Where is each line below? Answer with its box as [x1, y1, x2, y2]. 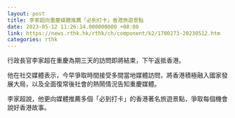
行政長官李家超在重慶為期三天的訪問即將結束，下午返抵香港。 [7, 57, 185, 65]
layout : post [7, 10, 45, 17]
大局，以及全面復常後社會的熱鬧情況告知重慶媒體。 [13, 80, 161, 88]
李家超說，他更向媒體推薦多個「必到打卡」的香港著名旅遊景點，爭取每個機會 [7, 95, 228, 103]
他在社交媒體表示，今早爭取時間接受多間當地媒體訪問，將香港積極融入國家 [7, 71, 222, 80]
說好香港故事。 [7, 103, 50, 112]
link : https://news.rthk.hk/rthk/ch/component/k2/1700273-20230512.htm [7, 29, 220, 37]
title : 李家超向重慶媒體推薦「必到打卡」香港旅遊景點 [7, 17, 144, 24]
